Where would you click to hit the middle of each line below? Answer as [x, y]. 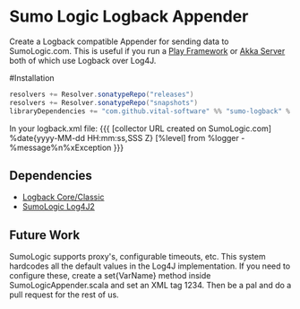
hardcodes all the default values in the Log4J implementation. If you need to [150, 266]
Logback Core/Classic [63, 197]
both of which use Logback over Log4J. [83, 60]
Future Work [45, 235]
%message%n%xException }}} [66, 147]
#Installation [32, 77]
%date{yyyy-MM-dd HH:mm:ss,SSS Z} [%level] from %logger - [127, 137]
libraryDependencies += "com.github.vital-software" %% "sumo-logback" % [150, 111]
